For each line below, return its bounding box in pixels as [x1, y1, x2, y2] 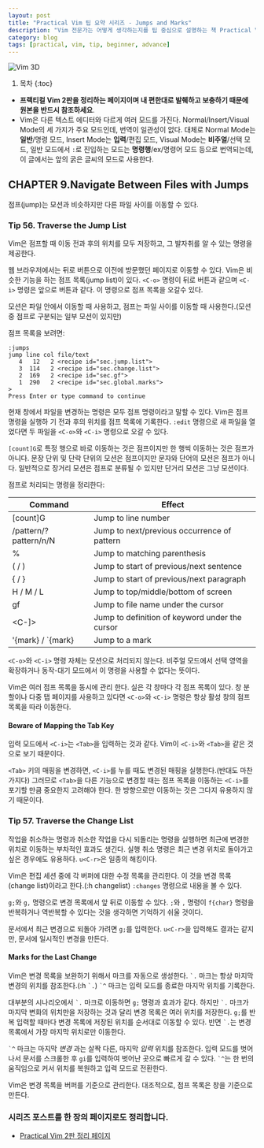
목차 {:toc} [19, 79, 53, 88]
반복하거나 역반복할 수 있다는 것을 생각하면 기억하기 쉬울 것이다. [8, 907, 203, 916]
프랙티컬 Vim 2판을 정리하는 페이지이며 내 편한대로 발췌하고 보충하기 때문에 [19, 95, 249, 105]
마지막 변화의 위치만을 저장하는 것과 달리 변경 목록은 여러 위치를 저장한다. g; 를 [8, 1007, 247, 1016]
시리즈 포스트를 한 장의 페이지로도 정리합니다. [8, 1112, 169, 1123]
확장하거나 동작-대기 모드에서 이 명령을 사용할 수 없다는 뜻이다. [8, 666, 200, 675]
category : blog [8, 33, 58, 42]
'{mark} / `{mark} [12, 635, 75, 646]
